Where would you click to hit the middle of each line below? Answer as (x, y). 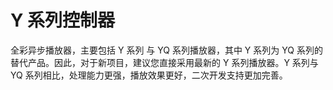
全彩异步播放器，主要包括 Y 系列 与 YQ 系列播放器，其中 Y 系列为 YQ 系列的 (166, 50)
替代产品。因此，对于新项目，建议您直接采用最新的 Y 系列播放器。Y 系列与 (164, 62)
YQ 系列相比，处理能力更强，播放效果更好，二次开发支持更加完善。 (149, 75)
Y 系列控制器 (63, 20)
